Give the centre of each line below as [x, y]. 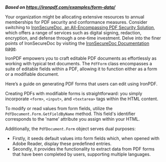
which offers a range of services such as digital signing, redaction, [73, 33]
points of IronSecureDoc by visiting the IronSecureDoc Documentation [77, 43]
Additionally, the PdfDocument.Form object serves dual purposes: [70, 129]
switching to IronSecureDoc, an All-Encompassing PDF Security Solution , [80, 27]
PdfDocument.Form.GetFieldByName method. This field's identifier [70, 114]
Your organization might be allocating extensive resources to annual [75, 17]
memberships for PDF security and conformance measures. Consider [76, 22]
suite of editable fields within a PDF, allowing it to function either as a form [81, 69]
